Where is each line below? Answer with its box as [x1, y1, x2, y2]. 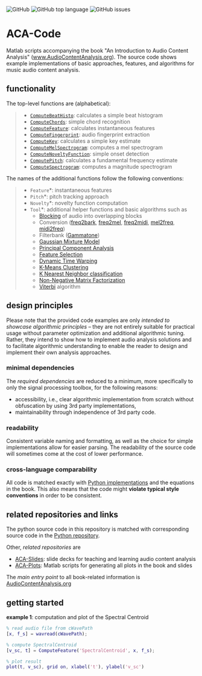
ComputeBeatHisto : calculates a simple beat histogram [30, 111, 163, 119]
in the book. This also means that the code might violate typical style [6, 485, 180, 493]
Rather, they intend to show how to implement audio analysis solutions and [6, 336, 192, 343]
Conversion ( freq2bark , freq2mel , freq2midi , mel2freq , [39, 218, 175, 226]
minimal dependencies [6, 364, 75, 372]
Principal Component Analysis [39, 244, 115, 251]
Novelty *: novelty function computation [30, 199, 128, 206]
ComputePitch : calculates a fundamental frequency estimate [30, 156, 178, 163]
